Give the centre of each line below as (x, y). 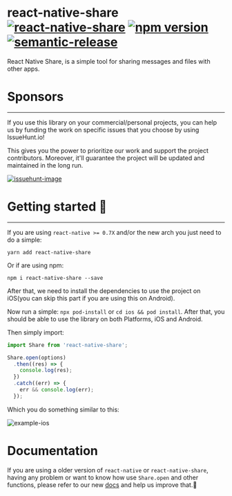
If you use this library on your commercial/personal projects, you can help (112, 122)
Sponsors (36, 97)
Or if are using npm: (36, 265)
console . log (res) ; (46, 371)
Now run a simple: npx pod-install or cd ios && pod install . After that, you (116, 311)
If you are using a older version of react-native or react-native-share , (108, 470)
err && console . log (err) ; (57, 390)
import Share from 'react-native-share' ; (68, 345)
